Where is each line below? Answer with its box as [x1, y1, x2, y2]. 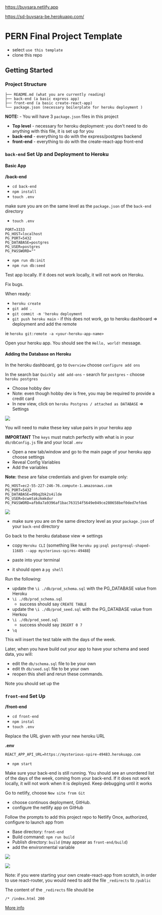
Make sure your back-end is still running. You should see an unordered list [5, 770, 155, 776]
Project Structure [5, 81, 47, 88]
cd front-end [12, 714, 39, 719]
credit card [12, 396, 35, 402]
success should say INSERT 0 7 [19, 622, 82, 627]
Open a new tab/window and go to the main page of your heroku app [12, 448, 151, 454]
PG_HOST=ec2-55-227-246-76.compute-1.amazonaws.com [5, 483, 112, 488]
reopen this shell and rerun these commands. [12, 671, 103, 677]
